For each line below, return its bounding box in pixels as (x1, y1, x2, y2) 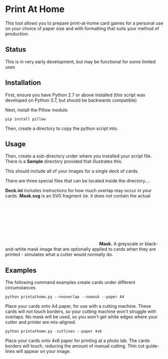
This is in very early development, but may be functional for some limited (5, 59, 156, 65)
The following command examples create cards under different (5, 279, 135, 285)
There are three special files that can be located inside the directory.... (5, 178, 150, 184)
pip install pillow (5, 116, 46, 121)
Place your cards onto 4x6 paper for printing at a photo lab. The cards (5, 337, 150, 344)
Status (5, 45, 27, 54)
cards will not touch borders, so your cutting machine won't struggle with (5, 308, 156, 314)
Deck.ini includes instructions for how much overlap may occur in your (5, 188, 152, 194)
